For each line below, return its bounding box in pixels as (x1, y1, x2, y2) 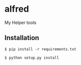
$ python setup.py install (4, 55, 59, 60)
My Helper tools (4, 20, 37, 25)
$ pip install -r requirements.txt (4, 46, 77, 52)
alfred (4, 3, 30, 15)
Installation (4, 34, 39, 42)
